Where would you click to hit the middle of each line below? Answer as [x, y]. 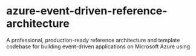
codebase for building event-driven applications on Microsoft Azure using [98, 46]
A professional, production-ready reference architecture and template [93, 40]
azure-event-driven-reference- [87, 11]
